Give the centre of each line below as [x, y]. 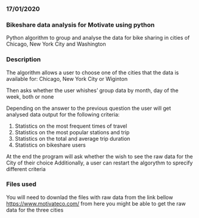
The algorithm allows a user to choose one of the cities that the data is [93, 72]
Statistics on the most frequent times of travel [71, 126]
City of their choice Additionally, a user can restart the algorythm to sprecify [99, 163]
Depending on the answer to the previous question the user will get [89, 108]
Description [24, 59]
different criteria [26, 169]
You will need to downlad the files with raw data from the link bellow [90, 197]
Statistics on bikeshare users [50, 145]
